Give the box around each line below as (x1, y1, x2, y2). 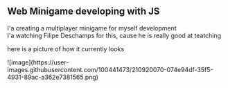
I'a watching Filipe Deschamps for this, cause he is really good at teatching (7, 31, 222, 39)
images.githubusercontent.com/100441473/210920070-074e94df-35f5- (7, 65, 213, 73)
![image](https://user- (7, 58, 69, 67)
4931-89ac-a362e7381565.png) (7, 73, 99, 81)
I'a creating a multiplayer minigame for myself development (7, 24, 177, 32)
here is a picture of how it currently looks (7, 44, 125, 53)
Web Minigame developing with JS (7, 6, 160, 17)
